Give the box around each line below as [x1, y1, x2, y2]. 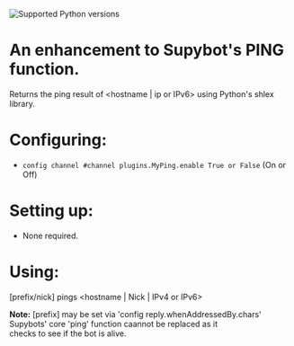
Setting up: [9, 200, 94, 221]
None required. [22, 230, 79, 241]
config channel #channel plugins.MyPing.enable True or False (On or [22, 159, 286, 170]
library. [9, 98, 36, 109]
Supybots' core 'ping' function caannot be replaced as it [9, 318, 218, 329]
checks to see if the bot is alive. [9, 328, 127, 339]
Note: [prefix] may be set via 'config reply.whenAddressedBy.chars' [9, 308, 263, 319]
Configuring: [9, 130, 107, 150]
